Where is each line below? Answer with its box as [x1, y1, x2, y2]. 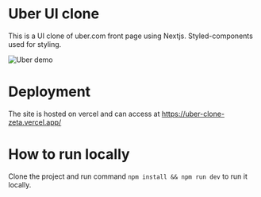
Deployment [8, 83, 91, 101]
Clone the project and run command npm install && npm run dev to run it [8, 172, 248, 181]
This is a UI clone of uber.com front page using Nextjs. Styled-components [8, 31, 254, 41]
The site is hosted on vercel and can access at [8, 109, 160, 118]
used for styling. [8, 39, 62, 48]
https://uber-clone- [161, 109, 225, 118]
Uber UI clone [8, 5, 100, 23]
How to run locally [8, 145, 130, 164]
